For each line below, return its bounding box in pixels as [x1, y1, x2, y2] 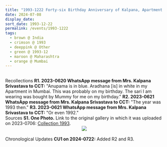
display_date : [5, 17, 35, 22]
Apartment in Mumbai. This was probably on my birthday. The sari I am [5, 88, 152, 94]
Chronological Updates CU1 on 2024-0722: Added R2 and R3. [5, 136, 134, 142]
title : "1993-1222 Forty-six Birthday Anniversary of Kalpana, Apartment [5, 7, 163, 13]
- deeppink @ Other [10, 45, 51, 50]
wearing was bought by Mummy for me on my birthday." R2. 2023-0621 [5, 94, 154, 100]
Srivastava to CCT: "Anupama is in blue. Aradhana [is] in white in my [5, 83, 147, 89]
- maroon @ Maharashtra [10, 54, 59, 59]
